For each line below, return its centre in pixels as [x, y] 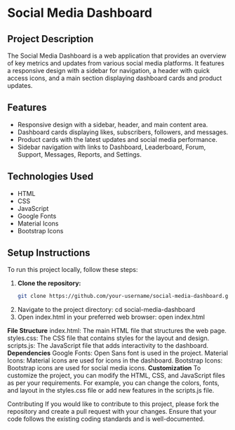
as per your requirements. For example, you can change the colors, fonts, [113, 383]
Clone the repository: [49, 283]
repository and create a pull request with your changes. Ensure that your [112, 412]
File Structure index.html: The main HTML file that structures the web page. [117, 331]
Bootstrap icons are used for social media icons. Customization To [104, 368]
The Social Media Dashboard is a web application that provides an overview [117, 56]
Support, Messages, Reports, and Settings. [80, 154]
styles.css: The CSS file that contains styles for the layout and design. [108, 338]
